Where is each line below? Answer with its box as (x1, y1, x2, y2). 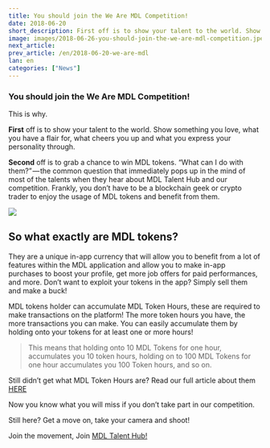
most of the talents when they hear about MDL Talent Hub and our (8, 175, 227, 185)
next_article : (8, 42, 56, 50)
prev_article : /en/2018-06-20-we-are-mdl (8, 49, 149, 57)
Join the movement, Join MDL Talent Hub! (8, 430, 148, 440)
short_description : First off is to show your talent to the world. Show (8, 27, 261, 35)
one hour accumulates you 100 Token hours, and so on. (27, 359, 212, 369)
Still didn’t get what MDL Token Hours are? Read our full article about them (8, 375, 256, 385)
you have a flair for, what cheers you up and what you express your (8, 134, 231, 143)
